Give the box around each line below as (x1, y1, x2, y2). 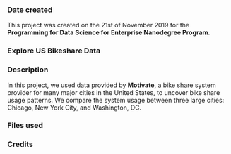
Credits (7, 139, 33, 149)
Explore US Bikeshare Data (7, 46, 101, 56)
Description (7, 65, 49, 75)
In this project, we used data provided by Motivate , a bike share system (7, 81, 217, 89)
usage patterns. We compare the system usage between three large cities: (7, 96, 225, 104)
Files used (7, 121, 44, 131)
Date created (7, 5, 53, 15)
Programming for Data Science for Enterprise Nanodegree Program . (7, 28, 211, 37)
